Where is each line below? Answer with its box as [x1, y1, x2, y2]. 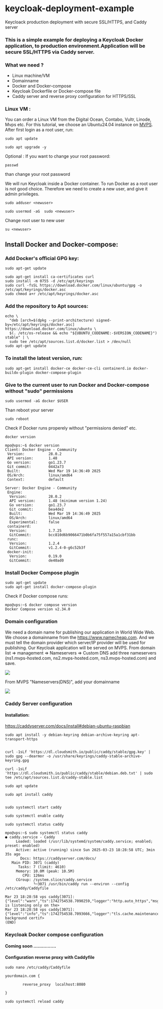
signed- [96, 318, 112, 323]
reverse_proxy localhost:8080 [22, 982, 86, 987]
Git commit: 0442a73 [7, 465, 64, 469]
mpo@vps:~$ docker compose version [5, 602, 77, 608]
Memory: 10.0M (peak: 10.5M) [16, 869, 75, 874]
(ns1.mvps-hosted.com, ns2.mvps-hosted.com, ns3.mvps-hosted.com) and [5, 655, 156, 661]
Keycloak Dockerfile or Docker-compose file [12, 88, 101, 94]
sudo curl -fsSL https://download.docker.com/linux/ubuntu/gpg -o [5, 283, 142, 288]
